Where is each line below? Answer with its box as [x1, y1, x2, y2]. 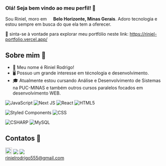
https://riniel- [129, 31, 157, 37]
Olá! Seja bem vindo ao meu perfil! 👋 [5, 5, 96, 12]
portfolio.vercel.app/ [5, 36, 48, 42]
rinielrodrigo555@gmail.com [5, 154, 65, 160]
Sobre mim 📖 [5, 51, 46, 59]
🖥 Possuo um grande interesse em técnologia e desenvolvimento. [12, 70, 149, 76]
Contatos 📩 [5, 134, 41, 142]
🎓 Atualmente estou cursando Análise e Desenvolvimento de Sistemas [12, 77, 161, 84]
